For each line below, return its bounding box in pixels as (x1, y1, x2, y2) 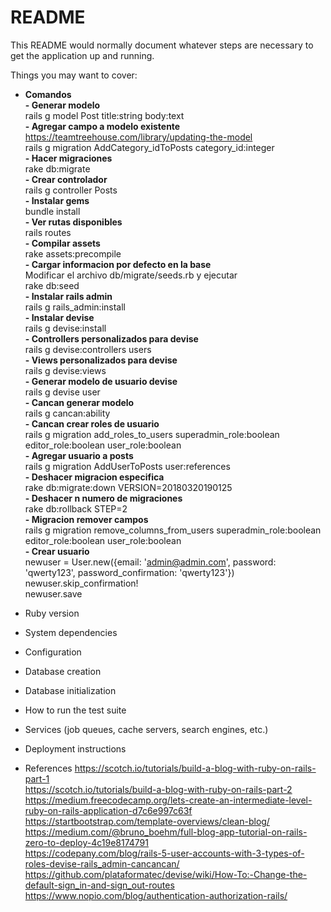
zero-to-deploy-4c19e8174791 (24, 836, 149, 848)
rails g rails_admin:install (24, 301, 126, 313)
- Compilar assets (24, 237, 101, 249)
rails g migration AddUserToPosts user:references (24, 460, 231, 472)
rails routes (24, 226, 72, 238)
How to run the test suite (24, 704, 127, 716)
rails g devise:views (24, 364, 107, 376)
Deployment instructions (24, 742, 127, 755)
